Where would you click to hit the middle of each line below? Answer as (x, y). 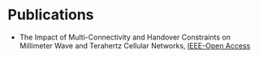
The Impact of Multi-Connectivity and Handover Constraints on (125, 37)
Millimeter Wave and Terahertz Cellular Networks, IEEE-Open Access (135, 45)
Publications (51, 15)
